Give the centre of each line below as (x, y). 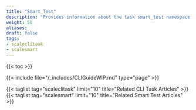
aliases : (17, 28)
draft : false (22, 33)
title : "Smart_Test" (31, 11)
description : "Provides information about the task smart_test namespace (98, 17)
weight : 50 (19, 22)
